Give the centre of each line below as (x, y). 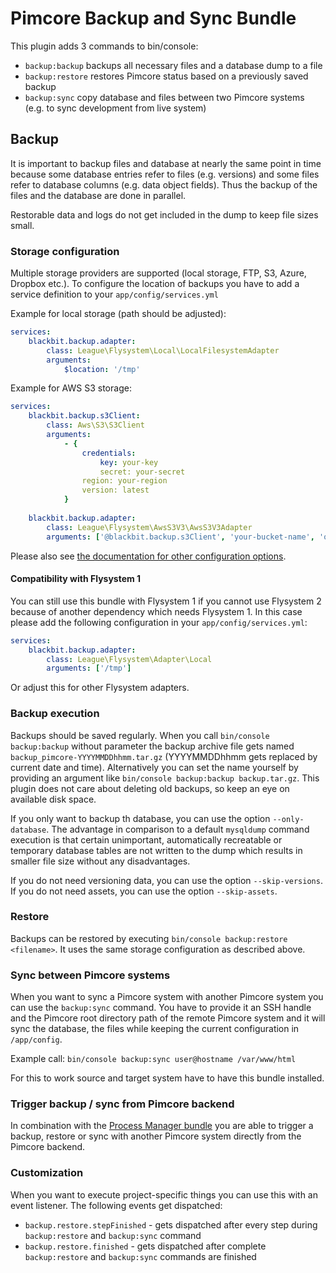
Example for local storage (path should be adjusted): (118, 314)
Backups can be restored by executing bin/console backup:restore (149, 938)
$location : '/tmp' (102, 369)
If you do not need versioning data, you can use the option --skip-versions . (166, 880)
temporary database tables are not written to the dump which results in (156, 850)
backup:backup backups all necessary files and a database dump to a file (173, 65)
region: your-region (124, 481)
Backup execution (55, 714)
